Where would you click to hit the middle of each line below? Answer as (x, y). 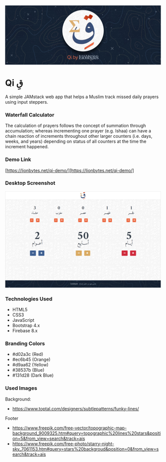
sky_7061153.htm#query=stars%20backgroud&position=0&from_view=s (85, 449)
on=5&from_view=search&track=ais (49, 438)
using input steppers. (27, 102)
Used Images (21, 388)
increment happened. (27, 147)
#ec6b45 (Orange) (31, 359)
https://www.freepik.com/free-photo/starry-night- (63, 444)
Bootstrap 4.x (26, 326)
